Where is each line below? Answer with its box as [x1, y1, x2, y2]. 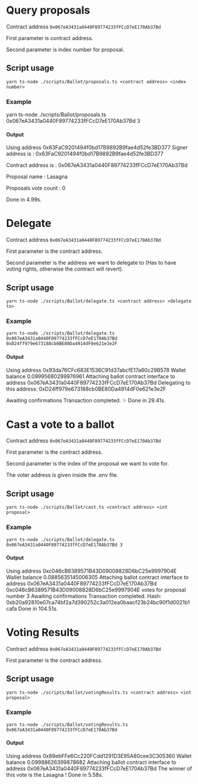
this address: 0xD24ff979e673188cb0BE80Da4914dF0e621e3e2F [6, 385, 167, 392]
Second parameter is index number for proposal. [6, 45, 125, 53]
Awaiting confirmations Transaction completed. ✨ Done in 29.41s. [6, 396, 166, 404]
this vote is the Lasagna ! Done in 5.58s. [6, 772, 103, 778]
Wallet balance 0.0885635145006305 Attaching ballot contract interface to [6, 574, 189, 581]
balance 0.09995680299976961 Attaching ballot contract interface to [6, 373, 176, 380]
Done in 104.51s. [18, 605, 58, 612]
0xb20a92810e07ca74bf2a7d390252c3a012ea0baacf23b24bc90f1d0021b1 [6, 598, 190, 606]
